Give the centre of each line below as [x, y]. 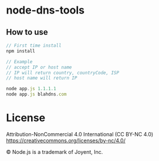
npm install [21, 51]
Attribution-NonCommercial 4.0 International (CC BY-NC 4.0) [80, 134]
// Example [19, 62]
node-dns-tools [45, 10]
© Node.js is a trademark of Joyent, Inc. [55, 152]
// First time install [34, 45]
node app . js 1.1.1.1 [31, 89]
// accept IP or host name [39, 67]
